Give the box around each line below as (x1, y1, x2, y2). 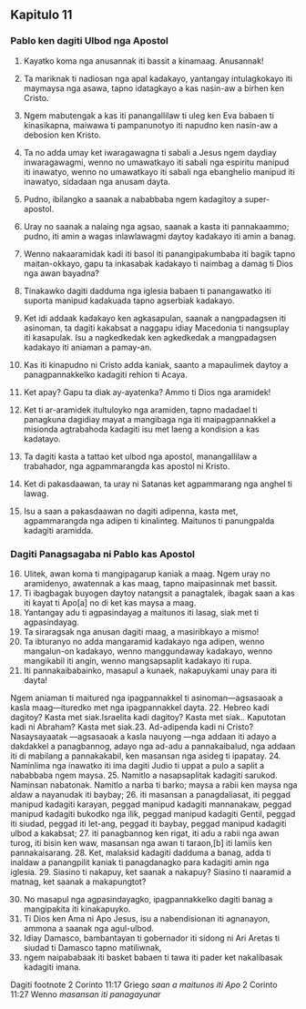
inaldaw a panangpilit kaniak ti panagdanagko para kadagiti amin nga (10, 856, 270, 868)
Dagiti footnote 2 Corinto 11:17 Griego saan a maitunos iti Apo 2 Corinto (10, 979, 278, 990)
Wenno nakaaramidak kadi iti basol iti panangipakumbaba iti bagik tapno (23, 248, 296, 259)
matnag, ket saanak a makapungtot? (10, 876, 147, 887)
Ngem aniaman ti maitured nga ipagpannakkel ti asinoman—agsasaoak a (10, 692, 283, 703)
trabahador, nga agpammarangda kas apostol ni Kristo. (23, 460, 230, 472)
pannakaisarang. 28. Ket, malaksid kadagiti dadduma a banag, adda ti (10, 847, 271, 858)
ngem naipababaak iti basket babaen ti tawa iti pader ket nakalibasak (23, 952, 283, 963)
